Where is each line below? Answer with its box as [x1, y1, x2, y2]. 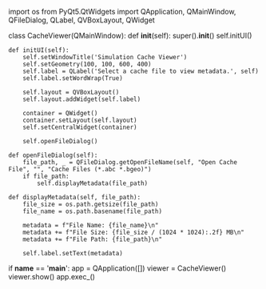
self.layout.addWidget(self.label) [22, 95, 141, 103]
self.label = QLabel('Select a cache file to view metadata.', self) [22, 67, 260, 75]
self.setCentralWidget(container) [22, 123, 137, 131]
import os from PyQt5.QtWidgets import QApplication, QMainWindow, [8, 7, 236, 16]
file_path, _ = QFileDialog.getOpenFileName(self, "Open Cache [22, 159, 238, 167]
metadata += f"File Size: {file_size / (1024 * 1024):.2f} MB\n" [22, 228, 245, 236]
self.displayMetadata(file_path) [37, 179, 149, 187]
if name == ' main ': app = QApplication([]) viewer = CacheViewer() [8, 263, 227, 273]
